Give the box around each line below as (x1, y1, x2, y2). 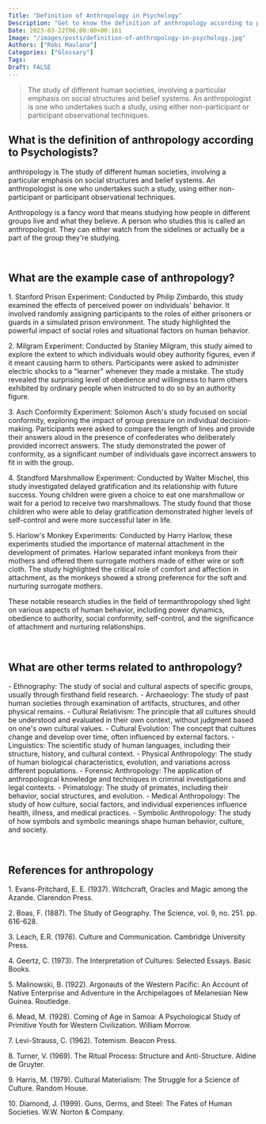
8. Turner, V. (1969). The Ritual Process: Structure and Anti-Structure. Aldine (8, 1051, 256, 1060)
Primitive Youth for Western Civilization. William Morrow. (8, 1021, 192, 1030)
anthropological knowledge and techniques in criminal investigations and (8, 775, 246, 784)
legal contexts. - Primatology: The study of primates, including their (8, 783, 229, 792)
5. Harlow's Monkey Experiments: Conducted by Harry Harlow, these (8, 531, 233, 541)
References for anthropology (8, 863, 154, 877)
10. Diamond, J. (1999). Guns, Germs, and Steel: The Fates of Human (8, 1099, 232, 1108)
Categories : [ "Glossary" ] (8, 48, 93, 56)
